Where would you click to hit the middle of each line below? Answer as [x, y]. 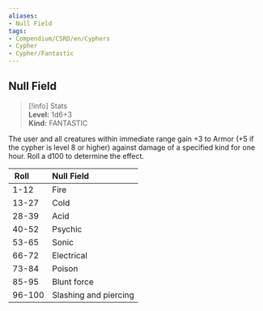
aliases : [23, 16]
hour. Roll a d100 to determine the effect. [76, 155]
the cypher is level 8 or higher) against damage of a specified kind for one [132, 147]
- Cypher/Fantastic [41, 53]
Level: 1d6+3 [50, 114]
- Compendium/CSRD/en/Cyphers [59, 38]
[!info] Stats [48, 105]
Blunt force [73, 282]
